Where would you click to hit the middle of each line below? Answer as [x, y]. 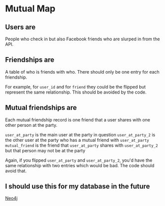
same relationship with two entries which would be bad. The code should [80, 165]
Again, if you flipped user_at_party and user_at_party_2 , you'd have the [79, 160]
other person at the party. [31, 125]
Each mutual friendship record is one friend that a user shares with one [78, 119]
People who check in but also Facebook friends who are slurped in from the [82, 39]
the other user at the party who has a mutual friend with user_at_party [77, 140]
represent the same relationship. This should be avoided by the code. [76, 92]
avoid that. [16, 171]
